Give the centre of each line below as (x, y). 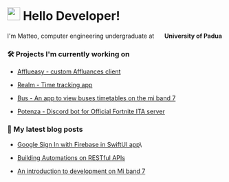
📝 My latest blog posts (45, 129)
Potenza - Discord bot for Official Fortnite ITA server (91, 112)
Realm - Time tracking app (55, 85)
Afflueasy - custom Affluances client (69, 71)
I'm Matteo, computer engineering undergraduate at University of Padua (115, 36)
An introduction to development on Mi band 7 (81, 171)
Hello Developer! (72, 16)
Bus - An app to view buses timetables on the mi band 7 (96, 98)
